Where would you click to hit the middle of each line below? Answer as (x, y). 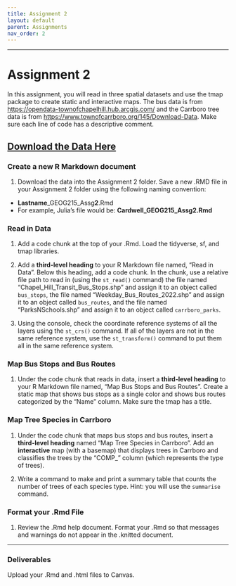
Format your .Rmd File (46, 512)
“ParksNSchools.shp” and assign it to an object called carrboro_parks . (119, 310)
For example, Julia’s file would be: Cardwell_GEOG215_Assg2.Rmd (115, 210)
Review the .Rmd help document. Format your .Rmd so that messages (118, 528)
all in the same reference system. (65, 346)
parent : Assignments (38, 27)
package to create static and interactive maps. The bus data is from (105, 102)
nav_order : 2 (26, 33)
